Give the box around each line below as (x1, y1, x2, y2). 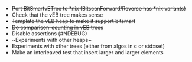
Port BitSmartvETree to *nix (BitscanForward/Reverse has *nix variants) (11, 5, 186, 12)
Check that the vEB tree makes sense (11, 11, 103, 18)
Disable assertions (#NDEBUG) (11, 30, 87, 37)
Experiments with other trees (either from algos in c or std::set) (11, 43, 165, 50)
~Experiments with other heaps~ (11, 37, 92, 43)
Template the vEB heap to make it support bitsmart (11, 18, 136, 24)
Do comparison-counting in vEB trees (11, 24, 103, 31)
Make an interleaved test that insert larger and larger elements (11, 49, 164, 56)
